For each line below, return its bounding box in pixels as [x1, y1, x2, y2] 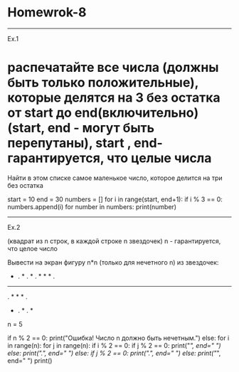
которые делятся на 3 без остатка [7, 90, 221, 106]
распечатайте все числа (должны [7, 60, 219, 75]
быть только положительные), [7, 75, 199, 91]
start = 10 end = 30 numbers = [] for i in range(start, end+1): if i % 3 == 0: [7, 195, 223, 203]
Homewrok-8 [7, 4, 87, 21]
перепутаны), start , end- [7, 135, 164, 152]
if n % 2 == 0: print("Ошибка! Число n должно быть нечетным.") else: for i [7, 334, 230, 342]
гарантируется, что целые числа [7, 150, 212, 166]
